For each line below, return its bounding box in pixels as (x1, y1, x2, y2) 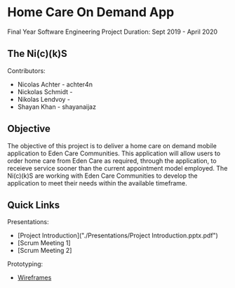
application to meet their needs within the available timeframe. (7, 178, 187, 187)
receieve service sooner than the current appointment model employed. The (7, 164, 228, 172)
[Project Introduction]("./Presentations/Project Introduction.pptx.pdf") (17, 231, 219, 240)
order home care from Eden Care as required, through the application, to (7, 156, 217, 165)
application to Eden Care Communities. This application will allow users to (7, 149, 221, 157)
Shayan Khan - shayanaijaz (17, 103, 97, 111)
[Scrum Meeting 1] (17, 239, 72, 247)
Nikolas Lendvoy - (17, 95, 71, 103)
